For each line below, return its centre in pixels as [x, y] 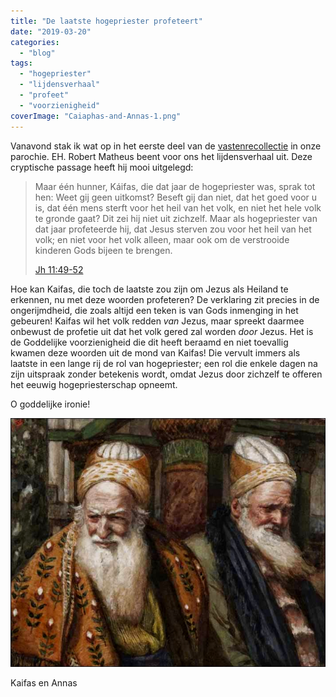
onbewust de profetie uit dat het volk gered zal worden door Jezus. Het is [162, 331]
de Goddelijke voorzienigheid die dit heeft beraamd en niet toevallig [149, 342]
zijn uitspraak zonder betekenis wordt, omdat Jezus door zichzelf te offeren [166, 374]
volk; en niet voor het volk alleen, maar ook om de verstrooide [162, 239]
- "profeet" [44, 95]
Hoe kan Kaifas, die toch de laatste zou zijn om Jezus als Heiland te [149, 289]
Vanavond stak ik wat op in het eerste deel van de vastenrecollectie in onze [166, 146]
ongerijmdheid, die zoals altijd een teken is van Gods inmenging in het [154, 310]
